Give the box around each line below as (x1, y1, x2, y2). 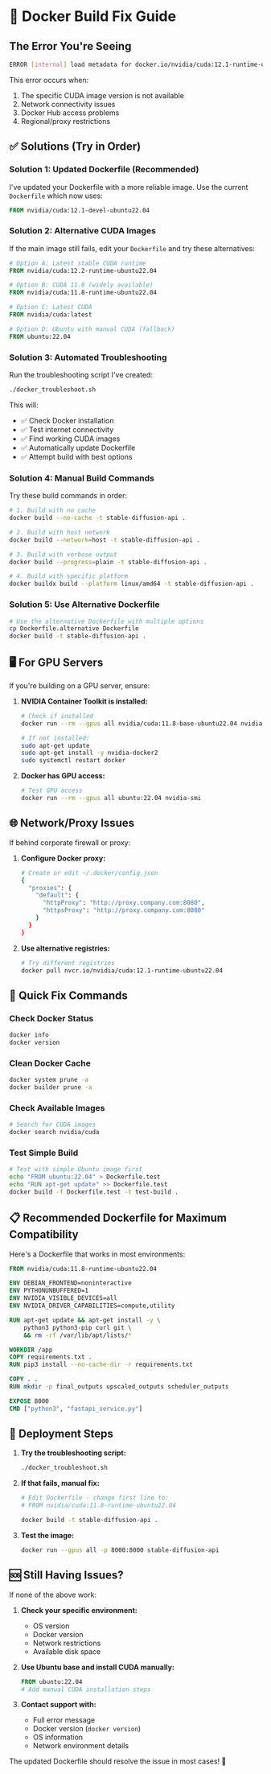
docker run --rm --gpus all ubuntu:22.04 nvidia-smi (20, 794, 202, 802)
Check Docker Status (9, 1013, 94, 1024)
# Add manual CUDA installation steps (20, 1685, 151, 1694)
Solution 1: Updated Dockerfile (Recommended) (9, 164, 199, 175)
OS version (32, 1621, 70, 1631)
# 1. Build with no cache (9, 506, 96, 514)
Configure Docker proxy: (20, 853, 106, 863)
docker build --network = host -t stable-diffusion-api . (9, 535, 200, 544)
